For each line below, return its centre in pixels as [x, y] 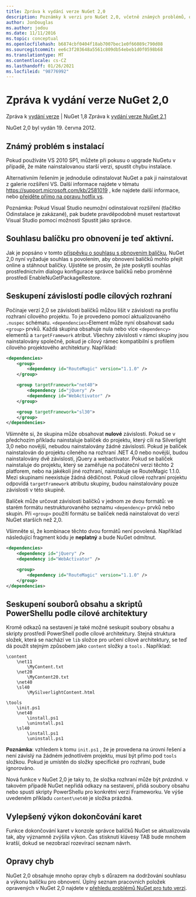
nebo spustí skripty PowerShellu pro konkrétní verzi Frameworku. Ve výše [95, 792]
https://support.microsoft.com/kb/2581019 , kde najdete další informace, [93, 190]
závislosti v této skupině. [36, 490]
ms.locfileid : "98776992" [37, 71]
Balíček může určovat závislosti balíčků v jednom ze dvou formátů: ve [90, 501]
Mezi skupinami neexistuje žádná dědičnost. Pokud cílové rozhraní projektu [97, 477]
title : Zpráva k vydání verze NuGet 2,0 [56, 11]
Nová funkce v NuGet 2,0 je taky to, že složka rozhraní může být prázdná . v [97, 779]
